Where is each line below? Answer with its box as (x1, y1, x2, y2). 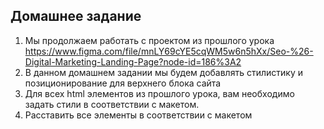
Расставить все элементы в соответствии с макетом (24, 109, 253, 121)
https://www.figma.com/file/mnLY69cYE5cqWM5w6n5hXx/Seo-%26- (24, 45, 314, 57)
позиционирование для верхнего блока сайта (24, 77, 222, 89)
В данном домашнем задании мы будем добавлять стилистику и (24, 66, 303, 78)
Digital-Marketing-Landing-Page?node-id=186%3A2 (24, 55, 242, 68)
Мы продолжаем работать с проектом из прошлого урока (24, 34, 275, 46)
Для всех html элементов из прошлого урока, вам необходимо (24, 87, 295, 99)
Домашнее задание (10, 8, 142, 25)
